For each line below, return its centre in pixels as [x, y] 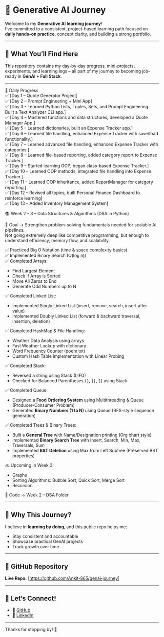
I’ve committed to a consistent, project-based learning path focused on [77, 28]
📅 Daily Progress [22, 90]
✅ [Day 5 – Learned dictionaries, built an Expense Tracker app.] [69, 128]
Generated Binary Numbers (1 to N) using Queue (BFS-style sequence [83, 410]
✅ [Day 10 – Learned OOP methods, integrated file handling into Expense [78, 171]
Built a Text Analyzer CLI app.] [35, 112]
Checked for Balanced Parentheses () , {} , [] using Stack [70, 380]
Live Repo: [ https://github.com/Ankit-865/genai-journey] [62, 578]
